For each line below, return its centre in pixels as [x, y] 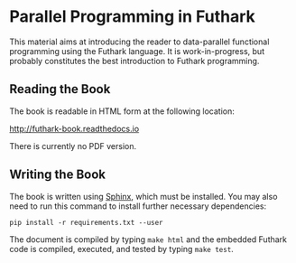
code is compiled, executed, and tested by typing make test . [122, 249]
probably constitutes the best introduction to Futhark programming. [134, 61]
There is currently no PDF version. [73, 146]
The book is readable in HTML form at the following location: [122, 111]
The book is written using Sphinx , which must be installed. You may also [143, 196]
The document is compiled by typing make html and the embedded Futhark [148, 239]
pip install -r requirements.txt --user [87, 222]
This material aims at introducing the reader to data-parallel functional [139, 42]
